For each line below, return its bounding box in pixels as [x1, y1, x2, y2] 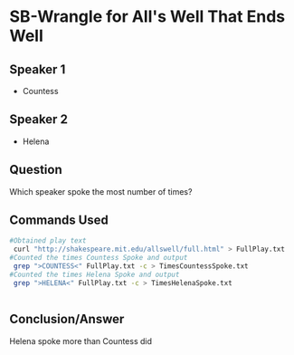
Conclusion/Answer [9, 312, 125, 327]
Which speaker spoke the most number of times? [9, 186, 193, 197]
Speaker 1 [9, 62, 66, 77]
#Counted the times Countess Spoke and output [9, 254, 188, 263]
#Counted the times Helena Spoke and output [9, 270, 180, 279]
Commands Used [9, 213, 109, 228]
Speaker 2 [9, 111, 68, 128]
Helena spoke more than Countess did [9, 335, 152, 346]
